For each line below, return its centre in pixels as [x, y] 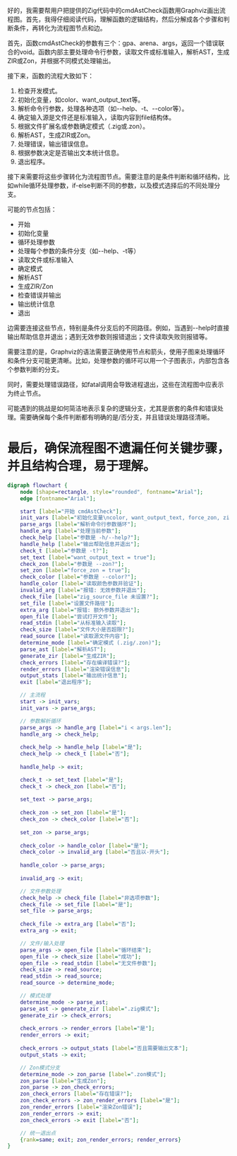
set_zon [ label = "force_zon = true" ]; [75, 571]
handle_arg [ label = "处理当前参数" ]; [71, 531]
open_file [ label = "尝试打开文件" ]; [69, 617]
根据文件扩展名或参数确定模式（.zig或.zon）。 [83, 126]
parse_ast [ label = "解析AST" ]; [63, 649]
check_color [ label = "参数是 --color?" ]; [79, 577]
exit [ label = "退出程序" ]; [56, 682]
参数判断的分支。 [38, 369]
